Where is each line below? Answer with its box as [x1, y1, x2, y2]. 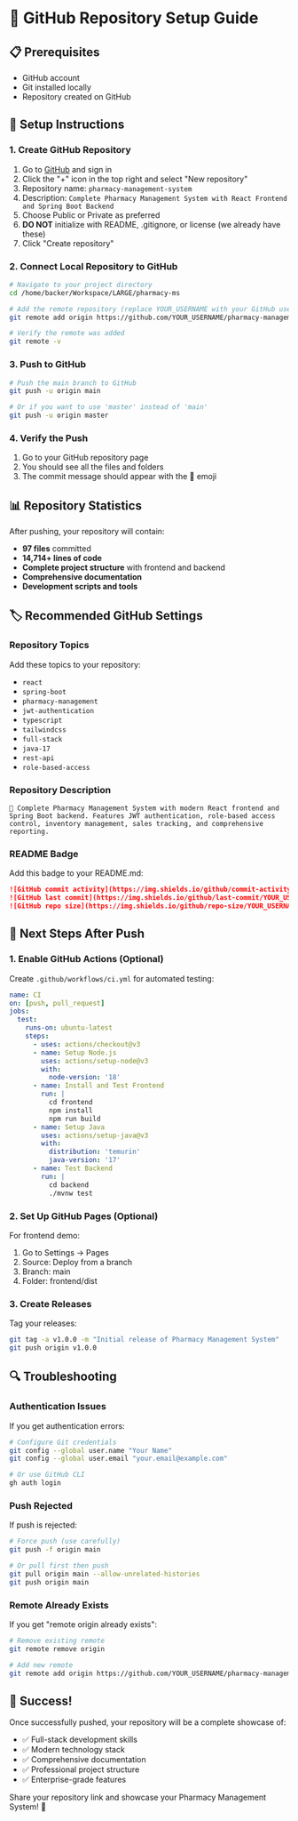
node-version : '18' [48, 1073, 122, 1082]
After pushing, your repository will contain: [9, 526, 165, 537]
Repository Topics [9, 639, 90, 652]
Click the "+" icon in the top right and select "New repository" [21, 173, 248, 184]
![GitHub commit [9, 885, 69, 894]
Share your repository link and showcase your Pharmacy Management [9, 1792, 266, 1803]
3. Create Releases [9, 1297, 92, 1310]
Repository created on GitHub [21, 92, 131, 101]
